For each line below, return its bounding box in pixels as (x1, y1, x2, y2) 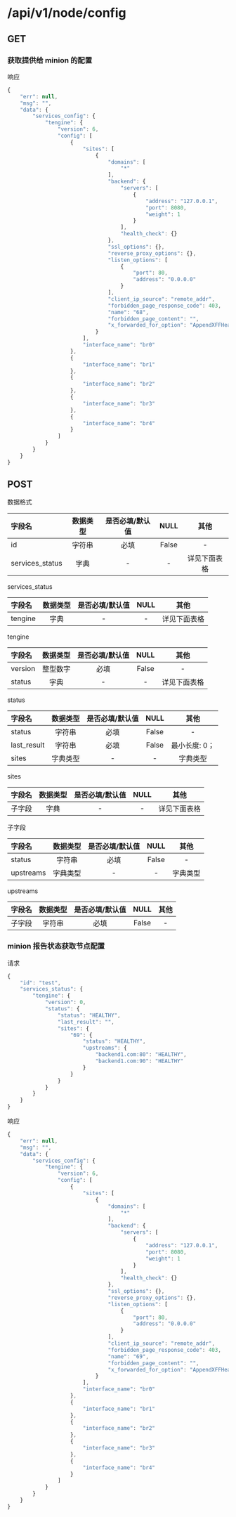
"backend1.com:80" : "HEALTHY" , (95, 1051, 188, 1058)
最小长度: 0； (171, 741, 215, 750)
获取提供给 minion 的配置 (7, 55, 93, 65)
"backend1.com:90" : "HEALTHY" (95, 1057, 184, 1065)
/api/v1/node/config (7, 5, 126, 21)
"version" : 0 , (44, 999, 86, 1006)
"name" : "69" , (107, 1353, 150, 1360)
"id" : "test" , (20, 979, 61, 987)
